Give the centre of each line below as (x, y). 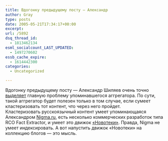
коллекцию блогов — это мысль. (41, 133)
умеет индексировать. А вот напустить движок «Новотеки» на (74, 128)
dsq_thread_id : (21, 39)
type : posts (18, 19)
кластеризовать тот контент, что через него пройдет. (63, 106)
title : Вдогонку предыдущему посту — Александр (57, 10)
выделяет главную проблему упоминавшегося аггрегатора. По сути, (80, 95)
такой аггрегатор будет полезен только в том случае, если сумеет (78, 101)
